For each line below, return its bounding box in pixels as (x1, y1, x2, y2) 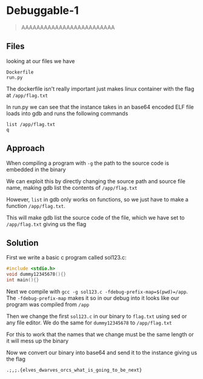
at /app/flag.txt (6, 92, 48, 99)
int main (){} (6, 277, 39, 283)
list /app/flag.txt (6, 121, 56, 127)
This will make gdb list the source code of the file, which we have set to (6, 213, 185, 221)
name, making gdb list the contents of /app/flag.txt (6, 184, 138, 191)
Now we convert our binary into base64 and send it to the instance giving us (6, 349, 198, 356)
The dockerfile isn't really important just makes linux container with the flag (6, 85, 195, 92)
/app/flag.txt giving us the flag (6, 220, 87, 227)
